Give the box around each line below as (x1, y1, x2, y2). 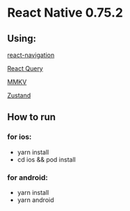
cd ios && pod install (17, 155, 76, 164)
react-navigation (7, 51, 55, 59)
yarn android (17, 196, 54, 204)
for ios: (7, 132, 32, 142)
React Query (7, 65, 43, 72)
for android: (7, 172, 49, 182)
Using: (7, 33, 37, 44)
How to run (7, 111, 56, 123)
